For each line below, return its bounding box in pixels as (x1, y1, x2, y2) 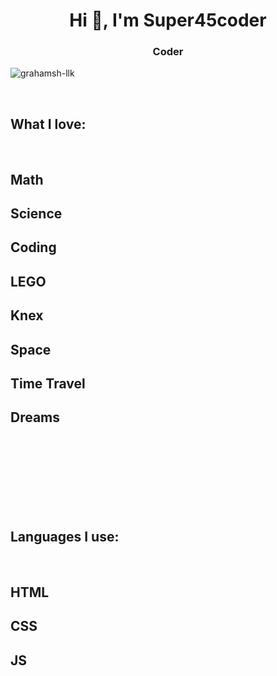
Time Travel (10, 375, 86, 393)
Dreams (10, 409, 61, 426)
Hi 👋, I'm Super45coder (69, 9, 267, 32)
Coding (10, 239, 57, 256)
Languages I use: (10, 529, 120, 546)
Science (10, 205, 63, 223)
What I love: (10, 115, 87, 133)
